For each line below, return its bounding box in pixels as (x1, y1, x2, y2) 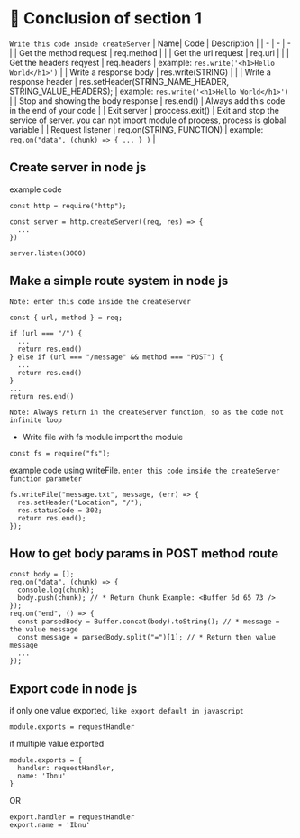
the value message (9, 625, 78, 634)
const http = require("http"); (9, 201, 127, 210)
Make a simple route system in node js (9, 273, 229, 289)
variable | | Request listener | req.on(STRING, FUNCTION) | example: (9, 124, 264, 134)
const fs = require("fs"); (9, 448, 111, 458)
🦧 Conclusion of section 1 (9, 8, 203, 29)
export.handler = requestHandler (9, 813, 135, 822)
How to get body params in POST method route (9, 546, 279, 561)
